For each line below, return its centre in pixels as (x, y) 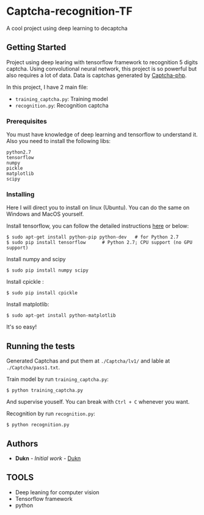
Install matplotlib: (28, 305)
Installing (20, 194)
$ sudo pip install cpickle (42, 293)
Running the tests (41, 346)
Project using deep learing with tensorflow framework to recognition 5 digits (102, 62)
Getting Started (36, 47)
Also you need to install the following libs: (59, 141)
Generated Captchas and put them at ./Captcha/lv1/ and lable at (88, 361)
